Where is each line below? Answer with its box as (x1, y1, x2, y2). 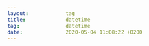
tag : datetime (7, 22, 91, 29)
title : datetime (7, 16, 91, 23)
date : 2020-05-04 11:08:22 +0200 (7, 28, 143, 36)
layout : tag (7, 9, 76, 17)
